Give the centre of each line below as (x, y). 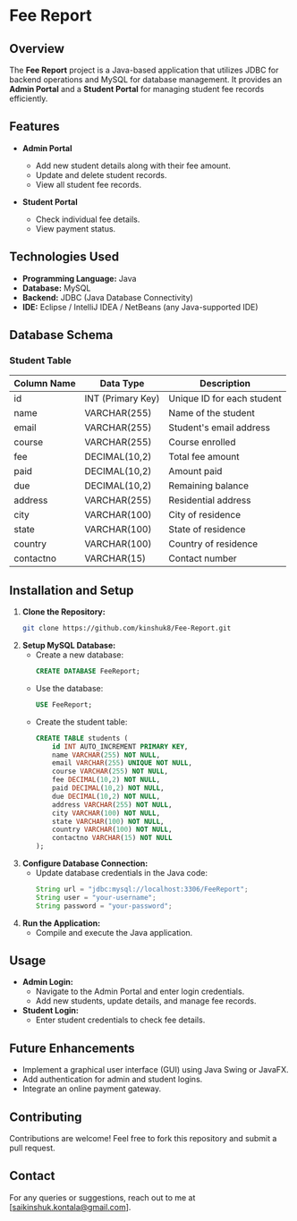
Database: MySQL (56, 288)
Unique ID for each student (225, 399)
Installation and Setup (72, 590)
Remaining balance (208, 486)
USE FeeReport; (64, 704)
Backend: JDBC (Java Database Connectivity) (108, 297)
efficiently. (29, 98)
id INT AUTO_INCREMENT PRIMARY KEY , (120, 746)
